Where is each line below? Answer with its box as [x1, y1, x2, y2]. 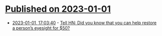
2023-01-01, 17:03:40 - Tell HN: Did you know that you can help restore [12, 20, 157, 26]
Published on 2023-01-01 [5, 3, 111, 15]
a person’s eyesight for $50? [12, 25, 70, 31]
